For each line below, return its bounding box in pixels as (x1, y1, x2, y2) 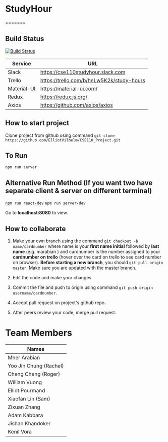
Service (12, 60, 31, 67)
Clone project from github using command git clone (5, 132, 115, 138)
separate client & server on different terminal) (5, 186, 152, 195)
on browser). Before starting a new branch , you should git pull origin (12, 260, 163, 265)
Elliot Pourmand (8, 387, 45, 394)
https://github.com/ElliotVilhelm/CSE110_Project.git (5, 137, 121, 142)
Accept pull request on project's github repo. (12, 300, 106, 306)
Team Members (5, 327, 72, 339)
